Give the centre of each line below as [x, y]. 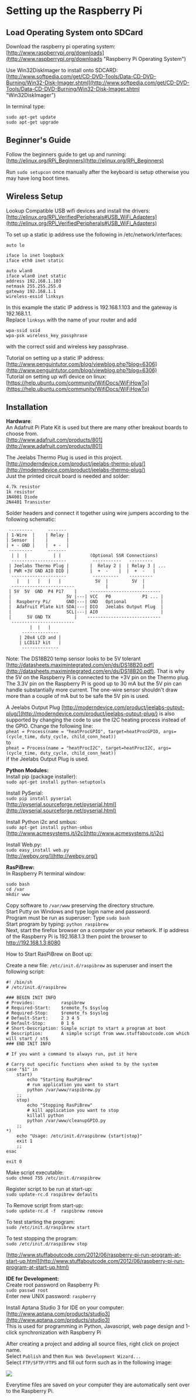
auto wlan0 [19, 271]
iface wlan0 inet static [36, 276]
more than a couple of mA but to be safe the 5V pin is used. [78, 696]
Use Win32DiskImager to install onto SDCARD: [62, 70]
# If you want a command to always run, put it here [72, 1054]
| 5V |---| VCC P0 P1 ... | [86, 597]
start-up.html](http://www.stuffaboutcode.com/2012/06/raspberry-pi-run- [95, 1261]
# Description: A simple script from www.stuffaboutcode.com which [98, 1034]
